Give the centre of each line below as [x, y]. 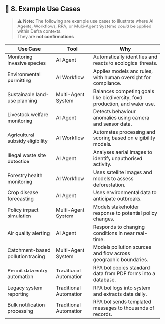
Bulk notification [26, 305]
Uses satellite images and [123, 172]
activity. [102, 164]
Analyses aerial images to [123, 152]
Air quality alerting [29, 233]
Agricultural [21, 135]
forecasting [21, 198]
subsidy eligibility [27, 141]
